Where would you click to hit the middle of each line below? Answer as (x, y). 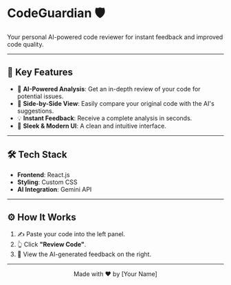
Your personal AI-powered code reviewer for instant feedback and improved (115, 37)
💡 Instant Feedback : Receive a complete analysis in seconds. (104, 118)
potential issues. (40, 96)
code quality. (25, 44)
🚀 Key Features (40, 72)
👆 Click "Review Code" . (52, 244)
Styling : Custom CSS (47, 182)
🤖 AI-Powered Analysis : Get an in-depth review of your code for (109, 89)
